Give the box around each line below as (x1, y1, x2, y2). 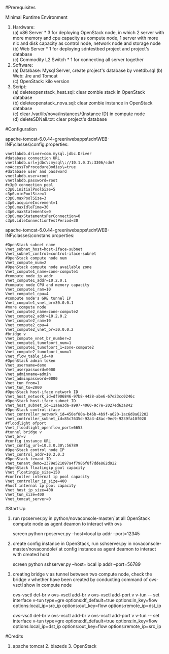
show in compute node (23, 582, 72, 588)
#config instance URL (5, 438, 51, 443)
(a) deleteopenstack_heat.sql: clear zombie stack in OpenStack (12, 89, 145, 95)
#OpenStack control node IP (5, 448, 65, 453)
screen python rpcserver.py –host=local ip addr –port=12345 (12, 531, 140, 537)
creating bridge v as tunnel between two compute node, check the (12, 571, 152, 577)
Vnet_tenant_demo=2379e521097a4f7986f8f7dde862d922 (5, 461, 117, 466)
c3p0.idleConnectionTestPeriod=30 (5, 218, 79, 223)
